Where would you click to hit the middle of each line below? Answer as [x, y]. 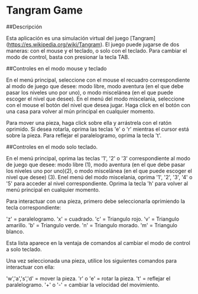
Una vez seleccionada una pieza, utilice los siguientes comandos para [92, 260]
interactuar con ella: [30, 267]
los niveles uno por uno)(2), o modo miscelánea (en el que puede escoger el [99, 171]
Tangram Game [44, 10]
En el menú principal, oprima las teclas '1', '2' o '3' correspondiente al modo [98, 158]
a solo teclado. [24, 249]
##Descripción [24, 27]
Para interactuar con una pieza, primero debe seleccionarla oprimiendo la [95, 201]
